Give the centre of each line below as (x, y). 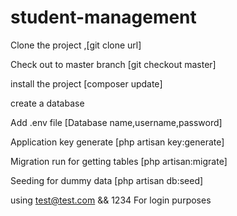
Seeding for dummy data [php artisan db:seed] (107, 180)
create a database (47, 103)
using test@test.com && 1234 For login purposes (111, 200)
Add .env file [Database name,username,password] (116, 122)
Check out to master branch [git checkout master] (113, 64)
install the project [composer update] (86, 83)
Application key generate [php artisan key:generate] (117, 142)
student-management (103, 17)
